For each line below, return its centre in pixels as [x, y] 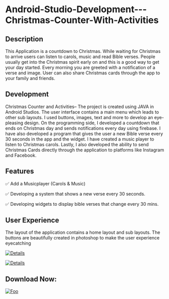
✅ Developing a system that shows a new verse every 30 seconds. [75, 194]
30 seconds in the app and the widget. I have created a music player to [80, 139]
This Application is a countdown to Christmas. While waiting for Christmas [83, 51]
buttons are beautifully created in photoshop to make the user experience [82, 238]
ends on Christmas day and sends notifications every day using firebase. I [83, 128]
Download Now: [31, 279]
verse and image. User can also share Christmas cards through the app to [83, 73]
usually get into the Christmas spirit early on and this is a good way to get [82, 62]
